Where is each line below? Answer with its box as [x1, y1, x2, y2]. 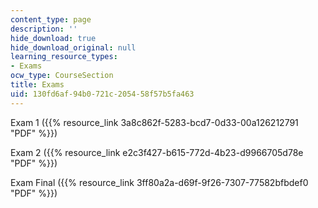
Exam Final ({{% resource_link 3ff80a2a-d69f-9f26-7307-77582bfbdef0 [10, 176, 309, 188]
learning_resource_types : [10, 52, 118, 62]
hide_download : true [10, 33, 97, 43]
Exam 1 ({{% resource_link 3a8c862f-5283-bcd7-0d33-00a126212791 [10, 116, 299, 128]
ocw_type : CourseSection [10, 71, 114, 81]
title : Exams [10, 80, 65, 90]
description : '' [10, 24, 78, 34]
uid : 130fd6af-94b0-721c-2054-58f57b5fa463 [10, 89, 195, 99]
